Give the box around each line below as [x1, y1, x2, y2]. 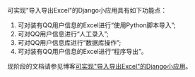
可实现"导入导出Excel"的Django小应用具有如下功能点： [7, 6, 167, 14]
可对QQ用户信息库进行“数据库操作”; [17, 38, 122, 47]
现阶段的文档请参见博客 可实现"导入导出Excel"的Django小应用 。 [7, 62, 192, 70]
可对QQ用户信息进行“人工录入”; [17, 30, 109, 38]
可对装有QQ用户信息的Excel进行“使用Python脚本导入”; [17, 21, 176, 29]
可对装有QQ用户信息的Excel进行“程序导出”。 [17, 48, 148, 55]
